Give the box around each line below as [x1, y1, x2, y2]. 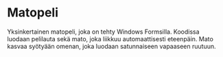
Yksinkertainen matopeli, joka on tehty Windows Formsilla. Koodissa [7, 27, 200, 36]
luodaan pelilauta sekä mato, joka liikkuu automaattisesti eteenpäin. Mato [7, 34, 214, 43]
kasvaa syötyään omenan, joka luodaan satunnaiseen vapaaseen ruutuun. [7, 42, 216, 50]
